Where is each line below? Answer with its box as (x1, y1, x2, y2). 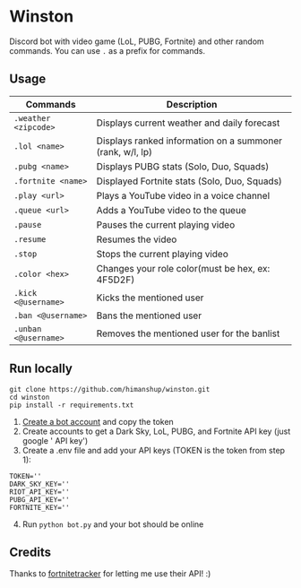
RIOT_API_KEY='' (9, 487, 70, 497)
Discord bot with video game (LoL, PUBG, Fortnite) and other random (9, 36, 264, 47)
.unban (13, 324, 42, 333)
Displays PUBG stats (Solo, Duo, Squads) (96, 160, 270, 172)
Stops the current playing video (96, 247, 228, 260)
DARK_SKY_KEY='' (9, 480, 70, 489)
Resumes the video (96, 233, 177, 246)
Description (166, 98, 218, 110)
